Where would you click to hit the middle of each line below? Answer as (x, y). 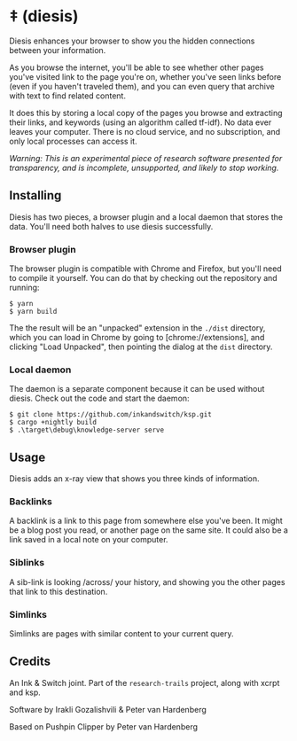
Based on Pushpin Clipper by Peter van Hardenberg (103, 726)
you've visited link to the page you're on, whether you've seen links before (145, 76)
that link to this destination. (59, 591)
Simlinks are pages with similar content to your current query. (121, 634)
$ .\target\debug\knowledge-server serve (87, 430)
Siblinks (27, 563)
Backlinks (31, 502)
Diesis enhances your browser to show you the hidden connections (132, 41)
